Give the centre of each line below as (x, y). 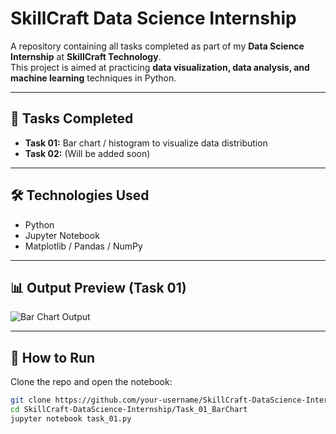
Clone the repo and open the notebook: (91, 382)
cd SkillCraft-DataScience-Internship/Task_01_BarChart (129, 410)
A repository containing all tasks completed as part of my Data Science (157, 46)
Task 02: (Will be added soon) (87, 153)
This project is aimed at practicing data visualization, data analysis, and (160, 67)
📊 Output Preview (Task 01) (98, 287)
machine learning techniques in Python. (93, 78)
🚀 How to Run (53, 357)
